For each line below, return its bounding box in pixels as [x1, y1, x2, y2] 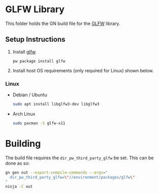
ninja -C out [5, 184, 33, 189]
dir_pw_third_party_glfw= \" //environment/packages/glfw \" [10, 175, 136, 180]
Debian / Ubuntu [12, 92, 47, 98]
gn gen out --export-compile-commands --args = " [5, 170, 108, 175]
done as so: [5, 160, 30, 166]
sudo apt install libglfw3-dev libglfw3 [12, 102, 100, 107]
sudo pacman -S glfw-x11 [12, 121, 66, 126]
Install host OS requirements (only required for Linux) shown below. [12, 67, 154, 73]
